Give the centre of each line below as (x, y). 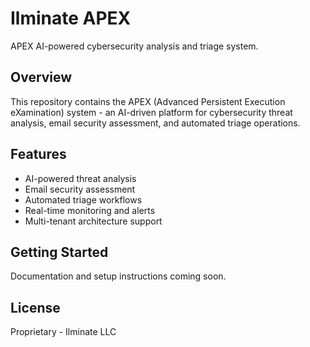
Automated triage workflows (83, 199)
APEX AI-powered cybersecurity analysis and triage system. (134, 46)
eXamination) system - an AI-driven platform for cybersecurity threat (151, 112)
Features (38, 154)
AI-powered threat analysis (80, 178)
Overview (41, 77)
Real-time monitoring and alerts (90, 210)
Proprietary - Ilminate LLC (63, 332)
